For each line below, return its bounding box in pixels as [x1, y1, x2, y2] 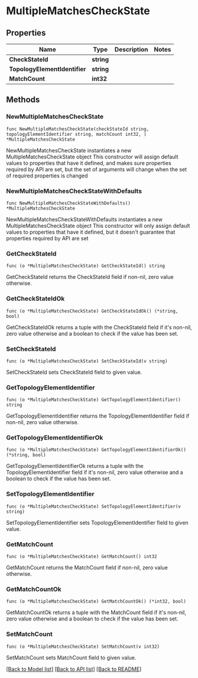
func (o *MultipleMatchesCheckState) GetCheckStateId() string [6, 263, 165, 269]
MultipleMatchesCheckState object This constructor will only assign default [6, 222, 190, 229]
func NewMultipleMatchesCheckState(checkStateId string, [6, 126, 150, 132]
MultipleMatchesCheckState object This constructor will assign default [6, 153, 178, 160]
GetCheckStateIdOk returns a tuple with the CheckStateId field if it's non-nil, [6, 323, 192, 330]
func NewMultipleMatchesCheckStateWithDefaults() [6, 200, 131, 206]
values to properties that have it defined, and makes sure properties [6, 159, 171, 167]
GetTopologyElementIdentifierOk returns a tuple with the [6, 463, 144, 470]
